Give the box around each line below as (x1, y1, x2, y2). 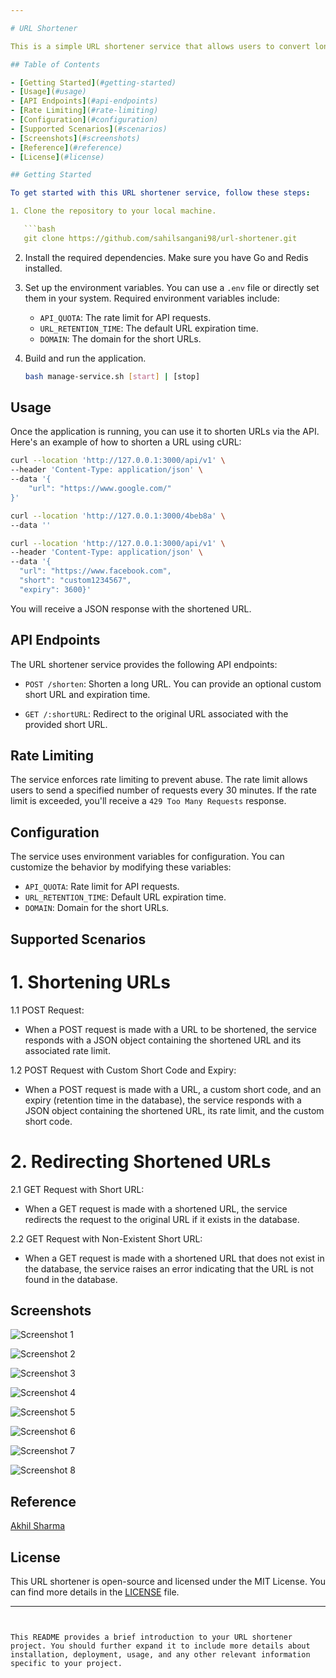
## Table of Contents (10, 59, 101, 70)
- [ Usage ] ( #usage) (10, 87, 87, 97)
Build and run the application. (24, 352, 147, 364)
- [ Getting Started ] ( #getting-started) (10, 77, 177, 88)
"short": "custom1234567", (19, 576, 132, 586)
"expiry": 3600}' (19, 584, 92, 595)
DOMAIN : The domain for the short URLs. (39, 332, 202, 345)
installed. (24, 262, 63, 274)
